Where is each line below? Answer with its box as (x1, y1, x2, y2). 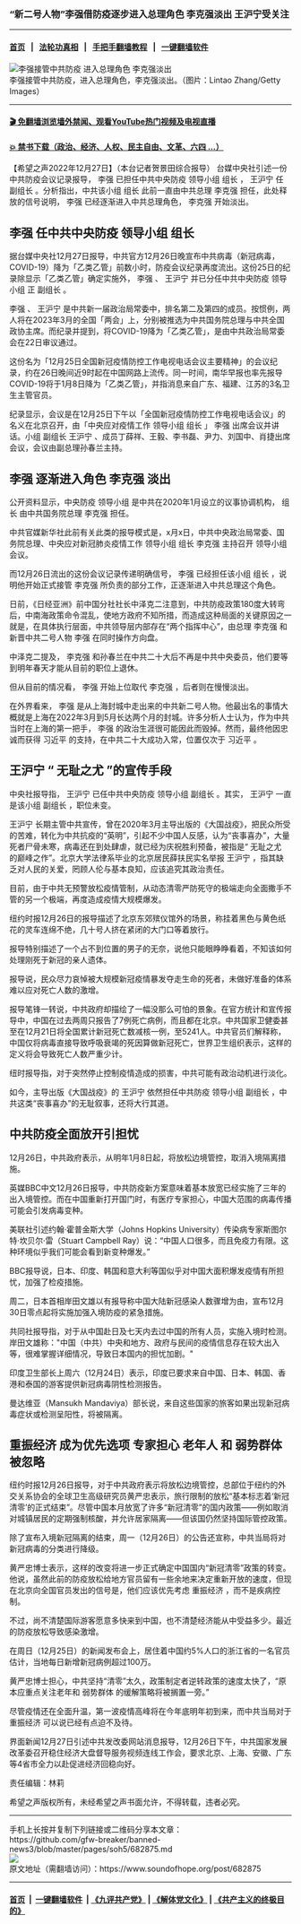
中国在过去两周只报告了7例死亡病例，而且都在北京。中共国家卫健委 (32, 1015, 280, 1026)
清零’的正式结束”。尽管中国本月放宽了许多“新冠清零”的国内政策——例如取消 (9, 1502, 289, 1512)
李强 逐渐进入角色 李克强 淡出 (9, 471, 171, 486)
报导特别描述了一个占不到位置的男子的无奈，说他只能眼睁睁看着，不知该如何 (9, 943, 292, 954)
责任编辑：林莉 (9, 1778, 64, 1789)
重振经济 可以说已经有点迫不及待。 (9, 1717, 137, 1728)
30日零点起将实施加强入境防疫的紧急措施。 (9, 1306, 168, 1317)
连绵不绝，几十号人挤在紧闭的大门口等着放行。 (39, 923, 213, 934)
